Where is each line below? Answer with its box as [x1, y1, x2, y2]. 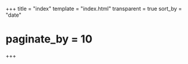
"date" [5, 11, 22, 19]
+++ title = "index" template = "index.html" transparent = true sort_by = [5, 5, 182, 12]
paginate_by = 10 [5, 32, 93, 46]
